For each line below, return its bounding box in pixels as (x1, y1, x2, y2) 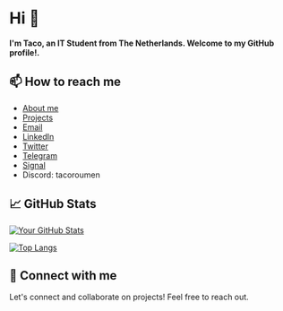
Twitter (21, 141, 49, 151)
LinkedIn (21, 131, 55, 142)
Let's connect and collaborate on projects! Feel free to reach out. (9, 291, 249, 303)
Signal (21, 160, 47, 170)
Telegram (21, 150, 58, 160)
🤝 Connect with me (9, 268, 117, 283)
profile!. (9, 47, 40, 57)
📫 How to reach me (9, 74, 122, 90)
